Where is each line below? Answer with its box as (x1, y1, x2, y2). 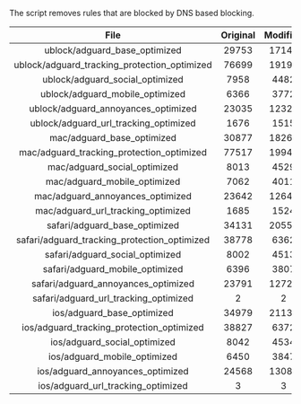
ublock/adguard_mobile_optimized (39, 88, 186, 100)
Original (220, 29, 255, 41)
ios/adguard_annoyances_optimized (37, 365, 190, 377)
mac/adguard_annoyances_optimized (34, 190, 193, 202)
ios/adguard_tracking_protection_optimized (21, 321, 204, 333)
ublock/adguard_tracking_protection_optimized (13, 58, 212, 71)
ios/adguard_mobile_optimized (47, 350, 177, 363)
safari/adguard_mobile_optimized (42, 263, 184, 275)
